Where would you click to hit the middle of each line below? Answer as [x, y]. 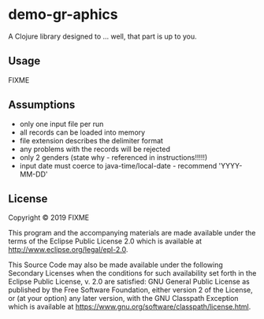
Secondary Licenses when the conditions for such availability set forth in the [132, 273]
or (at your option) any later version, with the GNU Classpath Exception [123, 299]
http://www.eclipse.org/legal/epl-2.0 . [68, 250]
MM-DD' [33, 174]
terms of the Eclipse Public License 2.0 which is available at [105, 241]
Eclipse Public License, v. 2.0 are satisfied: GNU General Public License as [129, 282]
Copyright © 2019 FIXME [49, 217]
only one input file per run [61, 124]
